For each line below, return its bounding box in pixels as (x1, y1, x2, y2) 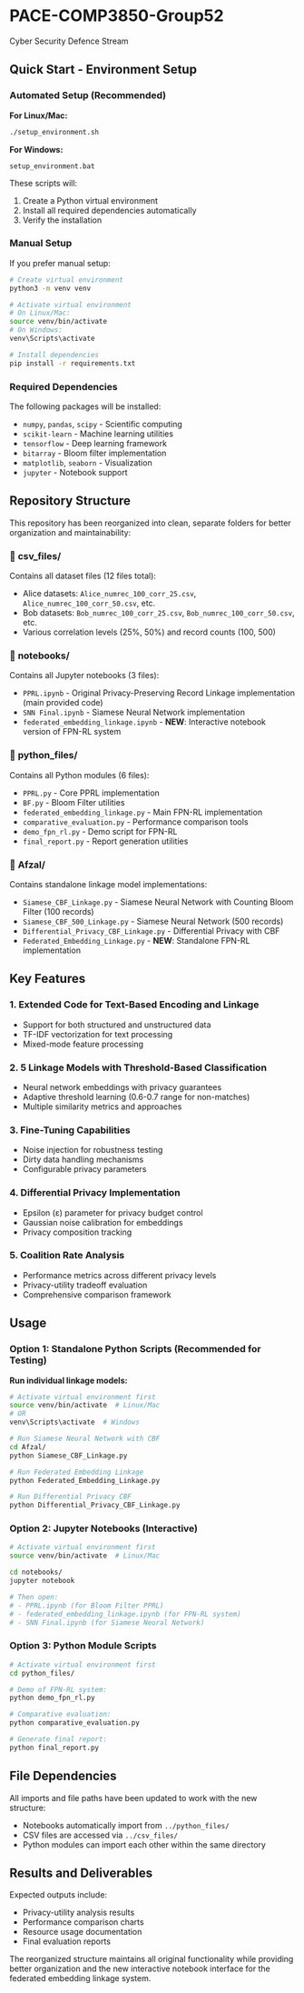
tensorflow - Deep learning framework (22, 437, 168, 448)
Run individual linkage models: (9, 1375, 128, 1386)
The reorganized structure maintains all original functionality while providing (9, 1954, 294, 1965)
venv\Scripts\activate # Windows (9, 1417, 141, 1427)
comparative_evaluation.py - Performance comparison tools (22, 816, 249, 827)
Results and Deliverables (9, 1865, 153, 1880)
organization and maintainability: (9, 526, 132, 537)
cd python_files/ (9, 1668, 75, 1678)
